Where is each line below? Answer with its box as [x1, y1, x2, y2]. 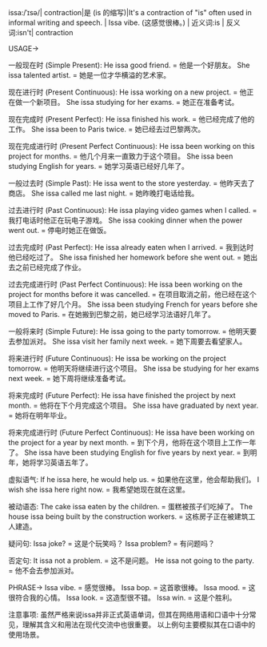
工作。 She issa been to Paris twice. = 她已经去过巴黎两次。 [8, 124, 205, 134]
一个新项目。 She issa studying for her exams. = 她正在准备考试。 [22, 98, 239, 106]
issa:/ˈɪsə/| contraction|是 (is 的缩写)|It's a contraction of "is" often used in [8, 8, 252, 17]
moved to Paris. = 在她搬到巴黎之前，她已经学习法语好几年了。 [8, 310, 216, 319]
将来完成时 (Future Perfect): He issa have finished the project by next [8, 391, 236, 400]
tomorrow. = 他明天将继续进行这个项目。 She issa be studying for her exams [8, 364, 260, 373]
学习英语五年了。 [35, 458, 93, 467]
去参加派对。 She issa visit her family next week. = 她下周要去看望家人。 [8, 336, 247, 346]
